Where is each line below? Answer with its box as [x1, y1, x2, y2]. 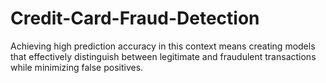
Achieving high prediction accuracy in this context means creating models [10, 40, 316, 52]
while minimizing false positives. [10, 61, 144, 73]
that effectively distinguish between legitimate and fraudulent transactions [10, 50, 317, 62]
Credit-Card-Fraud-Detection [10, 7, 260, 30]
